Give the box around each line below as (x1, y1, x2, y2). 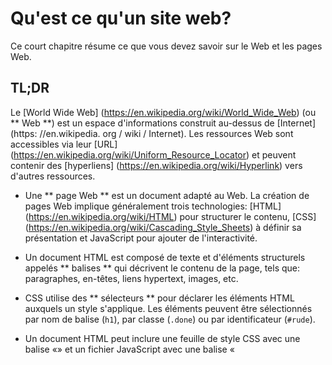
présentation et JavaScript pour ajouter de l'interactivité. (24, 232, 258, 244)
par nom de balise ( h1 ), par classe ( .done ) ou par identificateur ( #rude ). (24, 313, 316, 325)
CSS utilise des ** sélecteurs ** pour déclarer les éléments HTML (24, 292, 295, 304)
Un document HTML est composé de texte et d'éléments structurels (24, 251, 306, 263)
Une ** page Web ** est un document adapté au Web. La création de (24, 189, 310, 201)
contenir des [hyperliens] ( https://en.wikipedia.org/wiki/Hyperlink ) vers (10, 159, 303, 171)
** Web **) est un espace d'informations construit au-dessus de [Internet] (10, 117, 317, 129)
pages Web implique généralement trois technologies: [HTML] (24, 200, 282, 212)
